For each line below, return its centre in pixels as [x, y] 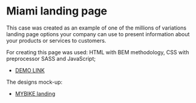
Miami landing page [57, 11]
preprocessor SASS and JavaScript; [51, 58]
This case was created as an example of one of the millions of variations [96, 28]
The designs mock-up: [34, 82]
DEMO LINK [30, 70]
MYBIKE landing [35, 93]
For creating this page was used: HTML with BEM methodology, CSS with [98, 52]
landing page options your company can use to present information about [98, 34]
